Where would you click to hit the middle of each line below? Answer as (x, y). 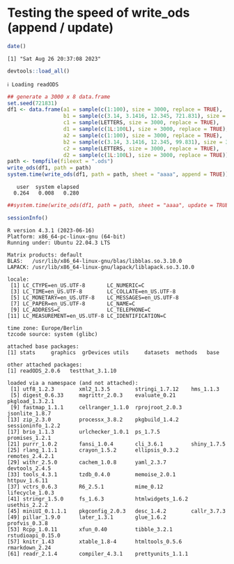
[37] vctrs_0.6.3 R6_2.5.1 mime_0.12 (85, 487)
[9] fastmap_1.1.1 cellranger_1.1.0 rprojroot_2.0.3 (96, 407)
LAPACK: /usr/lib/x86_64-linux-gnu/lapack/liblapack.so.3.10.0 (101, 267)
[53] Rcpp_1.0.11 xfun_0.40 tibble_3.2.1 (90, 529)
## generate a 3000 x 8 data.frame (59, 97)
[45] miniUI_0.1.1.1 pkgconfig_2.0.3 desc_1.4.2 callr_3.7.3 (117, 511)
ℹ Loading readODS (33, 84)
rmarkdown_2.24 (29, 548)
